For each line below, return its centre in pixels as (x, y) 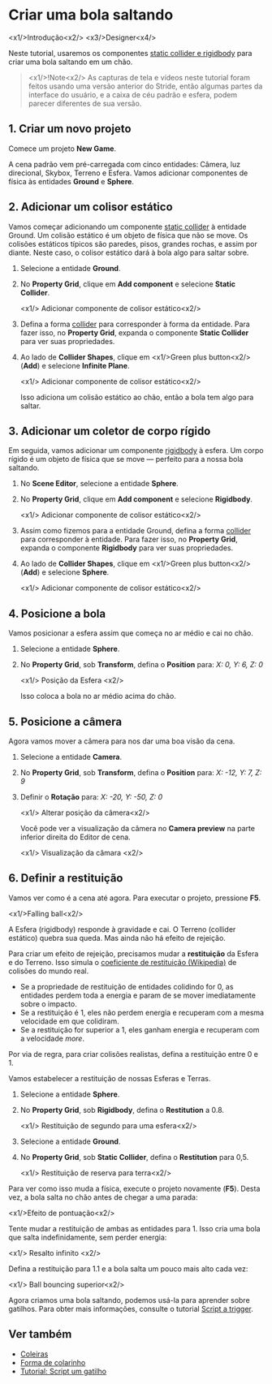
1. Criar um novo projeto (70, 129)
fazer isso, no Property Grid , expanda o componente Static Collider (134, 332)
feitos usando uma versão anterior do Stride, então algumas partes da (145, 86)
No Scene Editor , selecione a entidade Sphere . (99, 484)
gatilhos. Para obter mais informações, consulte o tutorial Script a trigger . (131, 1309)
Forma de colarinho (53, 1362)
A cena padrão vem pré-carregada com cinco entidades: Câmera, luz (125, 164)
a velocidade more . (52, 1038)
